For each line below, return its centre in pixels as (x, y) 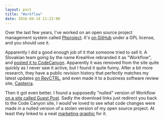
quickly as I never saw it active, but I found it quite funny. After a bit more (79, 68)
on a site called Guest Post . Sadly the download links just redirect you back (81, 98)
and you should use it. (27, 43)
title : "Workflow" (24, 14)
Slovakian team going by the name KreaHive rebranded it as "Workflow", (79, 58)
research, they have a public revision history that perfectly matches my (77, 73)
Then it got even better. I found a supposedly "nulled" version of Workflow (80, 93)
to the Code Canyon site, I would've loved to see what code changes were (80, 103)
